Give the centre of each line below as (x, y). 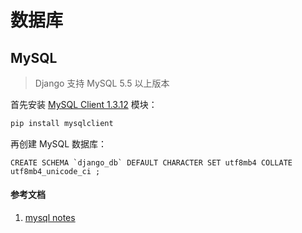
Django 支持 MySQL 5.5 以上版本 (102, 83)
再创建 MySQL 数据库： (59, 143)
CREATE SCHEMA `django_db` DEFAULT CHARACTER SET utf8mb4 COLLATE (151, 162)
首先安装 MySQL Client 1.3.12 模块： (84, 104)
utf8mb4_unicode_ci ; (55, 171)
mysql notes (50, 218)
